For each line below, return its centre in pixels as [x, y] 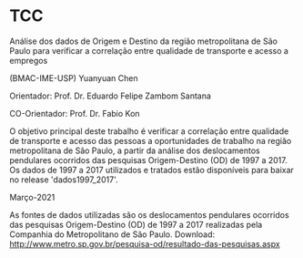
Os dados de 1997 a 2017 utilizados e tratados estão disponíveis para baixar [151, 170]
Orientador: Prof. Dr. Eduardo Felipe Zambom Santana [111, 96]
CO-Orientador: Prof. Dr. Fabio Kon [75, 113]
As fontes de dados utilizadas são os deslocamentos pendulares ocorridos [149, 214]
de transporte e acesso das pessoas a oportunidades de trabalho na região [151, 140]
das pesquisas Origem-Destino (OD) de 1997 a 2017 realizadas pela [136, 224]
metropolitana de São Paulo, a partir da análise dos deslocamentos [135, 150]
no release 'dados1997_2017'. [64, 180]
